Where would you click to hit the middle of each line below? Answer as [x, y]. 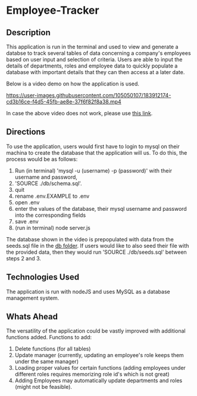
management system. [33, 298]
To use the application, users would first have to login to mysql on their [93, 146]
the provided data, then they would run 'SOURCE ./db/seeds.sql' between [97, 252]
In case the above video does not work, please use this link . [79, 113]
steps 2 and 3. [24, 258]
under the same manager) [47, 361]
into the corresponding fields [50, 215]
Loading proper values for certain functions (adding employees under [100, 368]
